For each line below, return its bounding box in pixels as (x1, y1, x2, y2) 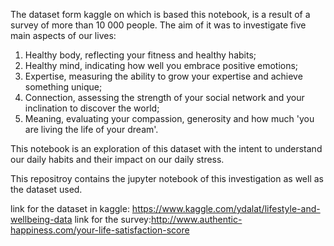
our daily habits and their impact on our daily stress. (10, 154, 225, 165)
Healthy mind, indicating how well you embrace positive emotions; (24, 60, 299, 71)
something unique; (24, 81, 103, 93)
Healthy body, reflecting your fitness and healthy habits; (24, 49, 257, 61)
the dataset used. (10, 184, 83, 195)
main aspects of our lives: (10, 30, 117, 41)
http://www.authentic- (151, 214, 243, 225)
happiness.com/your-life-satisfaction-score (10, 224, 190, 236)
